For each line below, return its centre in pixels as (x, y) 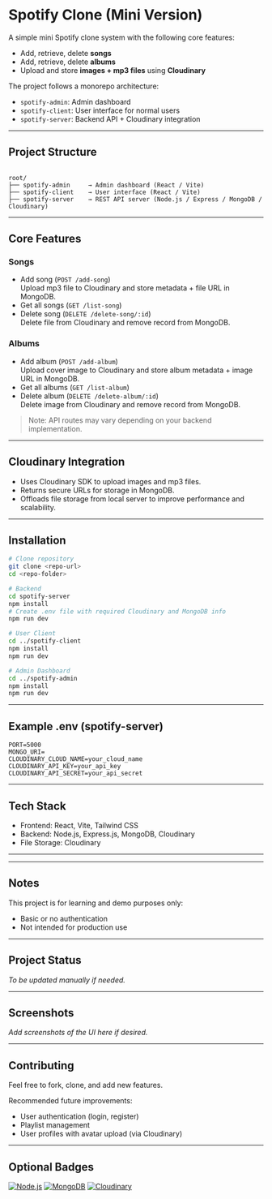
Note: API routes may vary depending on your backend (120, 420)
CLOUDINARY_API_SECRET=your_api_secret (76, 774)
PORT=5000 (25, 745)
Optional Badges (51, 1167)
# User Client (32, 634)
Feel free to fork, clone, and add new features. (86, 1085)
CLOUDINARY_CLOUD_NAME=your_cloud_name (76, 759)
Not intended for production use (74, 927)
